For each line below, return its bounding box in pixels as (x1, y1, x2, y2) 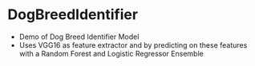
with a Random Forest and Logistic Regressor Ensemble (18, 49, 204, 58)
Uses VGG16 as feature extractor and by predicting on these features (18, 40, 248, 49)
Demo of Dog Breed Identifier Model (18, 32, 140, 41)
